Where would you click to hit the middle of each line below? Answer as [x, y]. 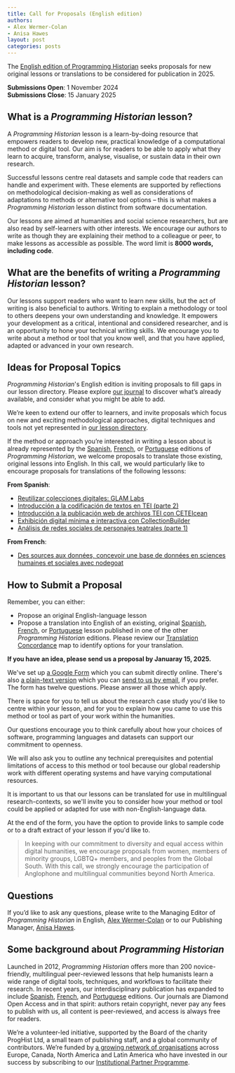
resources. [23, 781]
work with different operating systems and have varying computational [109, 773]
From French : [27, 542]
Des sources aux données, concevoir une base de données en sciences [121, 555]
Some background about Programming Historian [116, 950]
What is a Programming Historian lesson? [100, 117]
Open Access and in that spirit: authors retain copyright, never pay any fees [116, 1003]
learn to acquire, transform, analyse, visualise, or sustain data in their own [114, 156]
